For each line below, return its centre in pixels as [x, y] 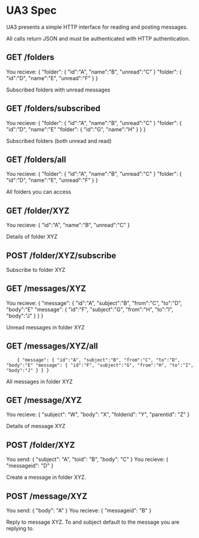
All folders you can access [39, 192]
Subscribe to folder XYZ [36, 270]
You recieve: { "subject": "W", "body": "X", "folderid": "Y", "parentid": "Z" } [98, 415]
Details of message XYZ [36, 426]
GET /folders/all [36, 159]
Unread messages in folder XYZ [45, 327]
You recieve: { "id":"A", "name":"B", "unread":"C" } [68, 225]
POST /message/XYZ [47, 496]
